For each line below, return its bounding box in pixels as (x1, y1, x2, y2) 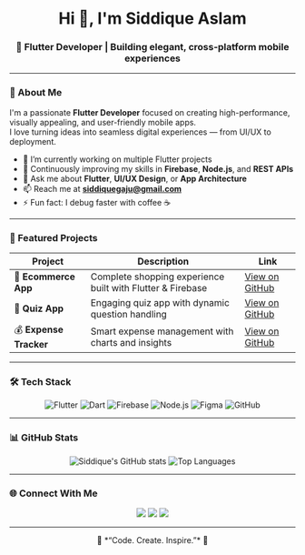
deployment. (9, 136, 56, 146)
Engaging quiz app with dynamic (90, 297, 230, 309)
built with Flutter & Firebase (90, 282, 208, 295)
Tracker (14, 338, 48, 351)
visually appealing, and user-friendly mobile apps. (9, 116, 197, 127)
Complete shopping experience (90, 270, 225, 283)
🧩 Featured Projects (9, 231, 98, 244)
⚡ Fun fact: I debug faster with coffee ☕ (22, 197, 171, 207)
